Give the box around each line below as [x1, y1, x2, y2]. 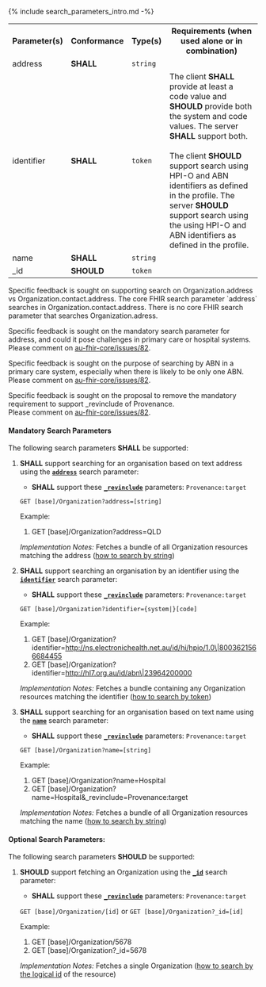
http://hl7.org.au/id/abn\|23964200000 [65, 668, 192, 678]
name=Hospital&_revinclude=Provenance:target [31, 793, 188, 802]
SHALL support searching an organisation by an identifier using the [19, 566, 240, 576]
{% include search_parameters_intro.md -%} [8, 7, 154, 16]
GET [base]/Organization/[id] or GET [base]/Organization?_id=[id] [19, 907, 244, 916]
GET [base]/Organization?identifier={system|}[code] [19, 606, 198, 614]
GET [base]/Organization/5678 [31, 937, 132, 947]
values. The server [169, 121, 239, 132]
